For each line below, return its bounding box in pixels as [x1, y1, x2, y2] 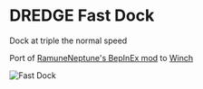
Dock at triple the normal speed [9, 35, 128, 46]
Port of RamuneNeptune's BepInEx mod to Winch [9, 52, 194, 63]
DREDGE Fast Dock [9, 5, 155, 26]
